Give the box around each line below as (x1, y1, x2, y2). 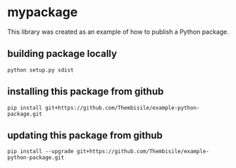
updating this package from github (7, 129, 163, 141)
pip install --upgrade (7, 148, 74, 155)
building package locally (7, 48, 118, 60)
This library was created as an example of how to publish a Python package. (7, 27, 229, 36)
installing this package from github (7, 86, 164, 98)
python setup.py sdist (7, 66, 74, 74)
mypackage (7, 4, 78, 20)
